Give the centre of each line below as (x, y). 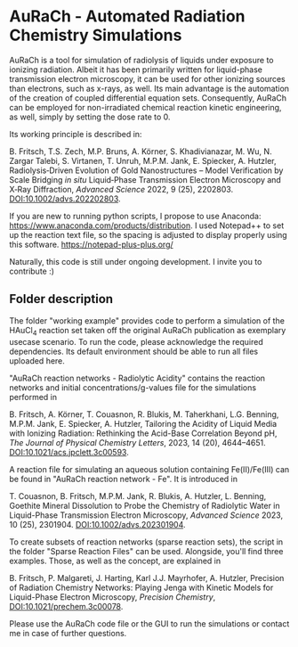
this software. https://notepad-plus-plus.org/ (91, 244)
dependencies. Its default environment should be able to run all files (134, 351)
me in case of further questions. (68, 633)
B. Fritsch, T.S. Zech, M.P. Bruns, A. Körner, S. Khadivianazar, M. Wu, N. (141, 151)
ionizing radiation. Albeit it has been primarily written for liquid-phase (136, 70)
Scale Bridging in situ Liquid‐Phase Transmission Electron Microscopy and (145, 179)
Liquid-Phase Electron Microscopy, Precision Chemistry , (113, 597)
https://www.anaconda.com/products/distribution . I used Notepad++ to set (147, 225)
